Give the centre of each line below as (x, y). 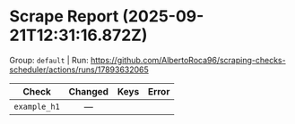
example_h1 (37, 106)
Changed (89, 91)
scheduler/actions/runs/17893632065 (79, 70)
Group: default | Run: (49, 60)
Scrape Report (64, 17)
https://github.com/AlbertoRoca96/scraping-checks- (188, 60)
